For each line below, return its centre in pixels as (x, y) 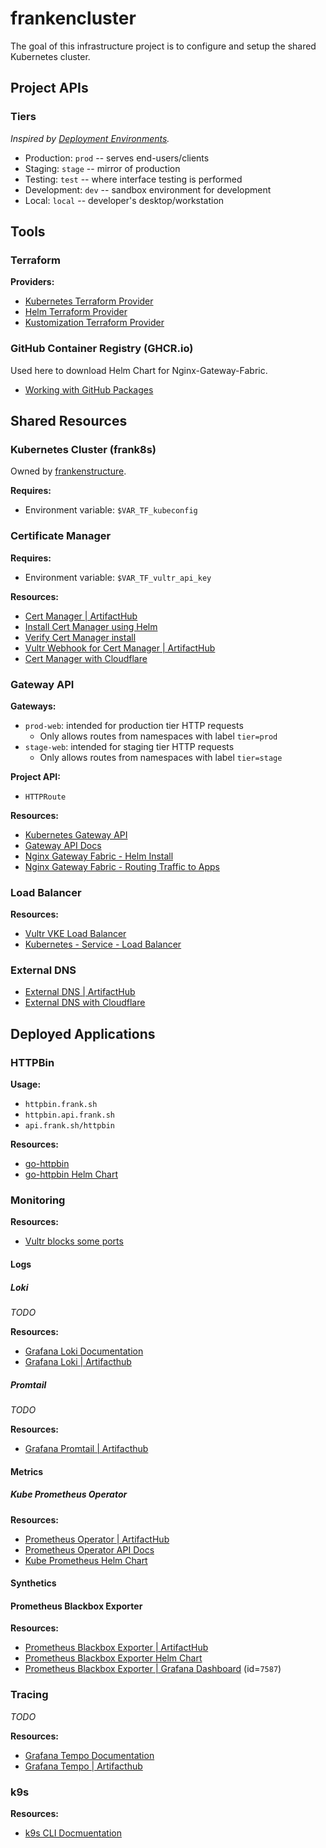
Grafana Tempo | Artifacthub (83, 1766)
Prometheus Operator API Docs (89, 1549)
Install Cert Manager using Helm (91, 626)
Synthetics (33, 1583)
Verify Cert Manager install (80, 637)
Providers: (32, 282)
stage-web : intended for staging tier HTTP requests (129, 746)
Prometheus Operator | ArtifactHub (97, 1539)
